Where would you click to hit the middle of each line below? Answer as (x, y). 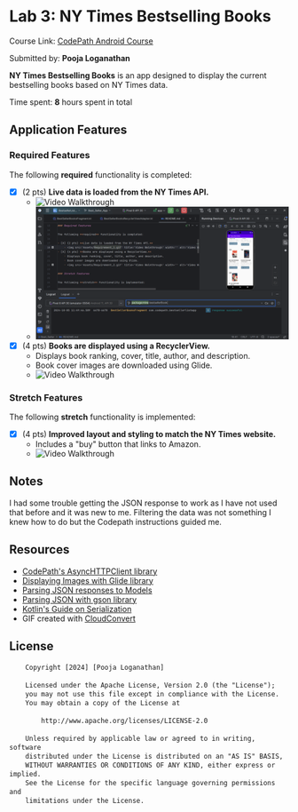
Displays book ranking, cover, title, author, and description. (143, 355)
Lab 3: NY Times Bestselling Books (141, 16)
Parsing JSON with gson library (79, 599)
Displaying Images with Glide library (87, 580)
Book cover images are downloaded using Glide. (124, 365)
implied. (25, 775)
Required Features (50, 155)
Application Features (68, 130)
